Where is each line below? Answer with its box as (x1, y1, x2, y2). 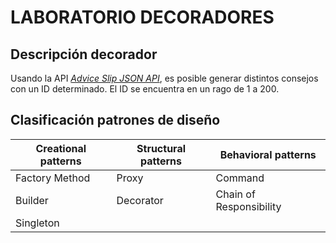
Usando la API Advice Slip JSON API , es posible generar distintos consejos (10, 72, 319, 84)
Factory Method (15, 171, 91, 185)
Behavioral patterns (219, 147, 317, 161)
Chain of (215, 187, 256, 201)
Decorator (116, 193, 164, 207)
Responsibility (215, 199, 282, 213)
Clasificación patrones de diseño (10, 112, 221, 129)
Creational (35, 141, 87, 155)
